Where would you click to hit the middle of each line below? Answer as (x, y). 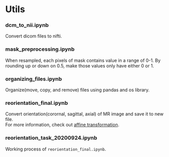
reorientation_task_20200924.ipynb (51, 138)
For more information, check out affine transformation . (62, 125)
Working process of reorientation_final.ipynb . (56, 149)
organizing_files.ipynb (34, 78)
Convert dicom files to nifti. (34, 36)
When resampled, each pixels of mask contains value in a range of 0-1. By (83, 60)
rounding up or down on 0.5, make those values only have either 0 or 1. (80, 66)
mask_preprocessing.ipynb (40, 49)
